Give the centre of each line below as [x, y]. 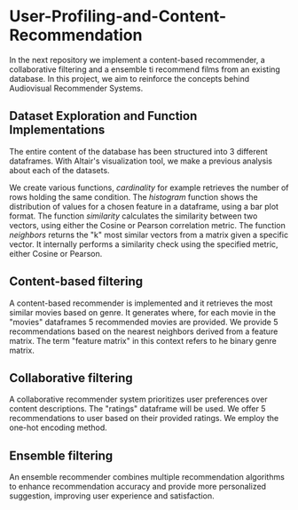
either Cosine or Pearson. [56, 253]
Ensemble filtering [61, 455]
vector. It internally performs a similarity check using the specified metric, [144, 244]
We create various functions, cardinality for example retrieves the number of [149, 187]
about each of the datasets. [59, 170]
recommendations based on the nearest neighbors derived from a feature [144, 331]
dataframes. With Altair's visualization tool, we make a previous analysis [141, 161]
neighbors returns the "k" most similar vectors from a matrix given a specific [149, 235]
